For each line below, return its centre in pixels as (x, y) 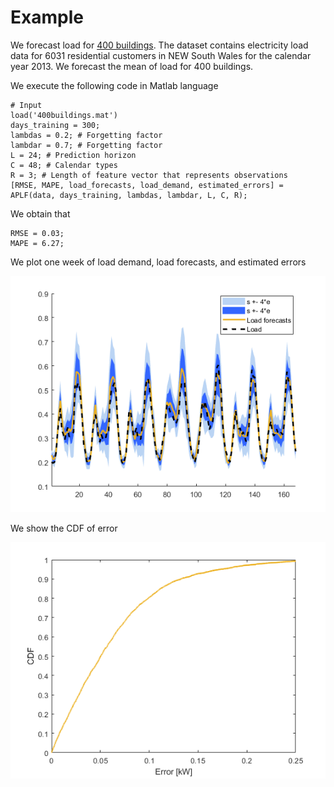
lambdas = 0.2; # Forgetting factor (86, 135)
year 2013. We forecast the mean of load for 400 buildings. (132, 66)
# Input (26, 105)
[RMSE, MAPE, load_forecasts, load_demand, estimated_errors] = (147, 185)
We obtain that (40, 213)
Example (47, 17)
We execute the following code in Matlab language (114, 85)
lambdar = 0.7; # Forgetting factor (86, 145)
